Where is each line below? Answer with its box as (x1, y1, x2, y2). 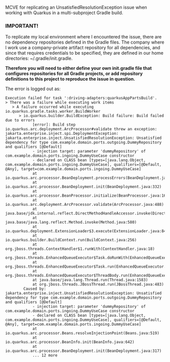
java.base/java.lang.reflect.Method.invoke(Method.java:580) (5, 220, 137, 225)
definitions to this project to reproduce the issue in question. (5, 76, 136, 82)
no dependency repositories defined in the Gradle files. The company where (5, 39, 164, 45)
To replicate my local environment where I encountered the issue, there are (5, 34, 162, 40)
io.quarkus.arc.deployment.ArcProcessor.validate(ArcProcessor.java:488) (5, 202, 164, 207)
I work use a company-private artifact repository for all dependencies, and (5, 45, 160, 51)
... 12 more (32, 353, 58, 358)
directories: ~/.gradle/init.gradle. (5, 55, 73, 61)
